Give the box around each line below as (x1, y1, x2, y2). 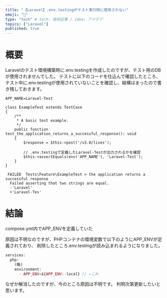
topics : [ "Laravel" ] (5, 21, 49, 27)
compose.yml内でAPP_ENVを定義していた (5, 225, 93, 231)
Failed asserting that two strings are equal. (10, 181, 109, 186)
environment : (14, 267, 42, 272)
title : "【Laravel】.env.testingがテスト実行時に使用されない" (5, 7, 129, 13)
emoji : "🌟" (5, 12, 28, 17)
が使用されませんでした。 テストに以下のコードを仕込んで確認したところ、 (5, 74, 161, 80)
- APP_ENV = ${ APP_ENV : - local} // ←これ (18, 271, 99, 276)
